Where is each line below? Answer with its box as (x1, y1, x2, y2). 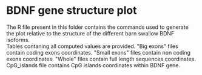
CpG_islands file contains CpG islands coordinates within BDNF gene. (6, 61, 181, 69)
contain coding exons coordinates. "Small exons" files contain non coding (6, 49, 191, 56)
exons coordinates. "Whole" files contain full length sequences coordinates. (6, 55, 196, 62)
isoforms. (6, 36, 30, 43)
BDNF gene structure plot (6, 4, 137, 17)
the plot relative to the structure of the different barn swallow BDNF (6, 29, 175, 37)
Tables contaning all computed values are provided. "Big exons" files (6, 43, 179, 50)
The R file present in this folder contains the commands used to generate (6, 23, 189, 31)
